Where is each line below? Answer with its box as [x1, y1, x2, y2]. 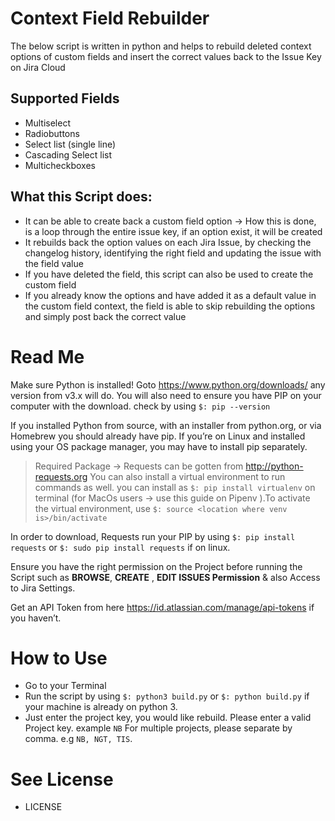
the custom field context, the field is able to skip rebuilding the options [24, 300, 316, 312]
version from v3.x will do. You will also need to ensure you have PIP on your [10, 389, 322, 401]
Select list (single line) [24, 138, 117, 150]
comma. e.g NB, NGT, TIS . [24, 733, 133, 745]
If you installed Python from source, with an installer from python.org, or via [10, 419, 322, 431]
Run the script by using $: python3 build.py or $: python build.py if [24, 690, 310, 702]
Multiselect [24, 117, 71, 129]
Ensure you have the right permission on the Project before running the [10, 560, 303, 572]
